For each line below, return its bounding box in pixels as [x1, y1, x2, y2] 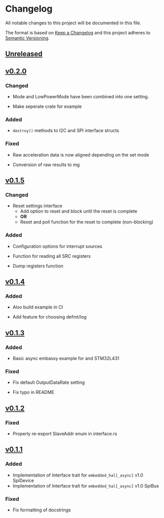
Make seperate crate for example [12, 103, 82, 109]
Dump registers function [12, 263, 64, 269]
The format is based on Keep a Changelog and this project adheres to [5, 29, 151, 35]
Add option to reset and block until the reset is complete [20, 208, 138, 214]
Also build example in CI [12, 304, 63, 310]
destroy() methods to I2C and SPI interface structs [12, 128, 119, 134]
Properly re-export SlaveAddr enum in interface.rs [12, 430, 117, 436]
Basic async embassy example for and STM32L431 [12, 355, 120, 361]
